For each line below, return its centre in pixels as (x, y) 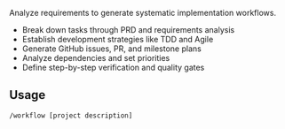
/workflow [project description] (71, 115)
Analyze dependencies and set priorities (96, 58)
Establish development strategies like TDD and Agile (118, 39)
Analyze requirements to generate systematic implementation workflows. (143, 13)
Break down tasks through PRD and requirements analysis (128, 30)
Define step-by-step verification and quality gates (113, 67)
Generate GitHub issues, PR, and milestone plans (111, 49)
